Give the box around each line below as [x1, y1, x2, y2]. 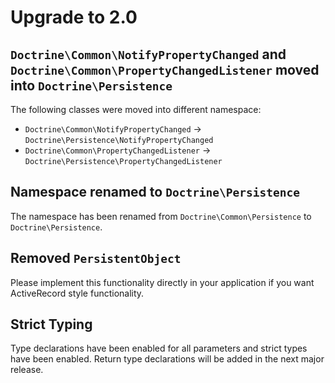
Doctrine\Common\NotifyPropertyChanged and [10, 46, 287, 63]
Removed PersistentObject [10, 250, 182, 267]
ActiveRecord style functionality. [10, 287, 145, 299]
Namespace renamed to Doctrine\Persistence [10, 184, 301, 201]
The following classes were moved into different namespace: [10, 104, 262, 115]
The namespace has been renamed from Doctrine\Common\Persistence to [10, 210, 312, 222]
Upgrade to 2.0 [10, 6, 138, 29]
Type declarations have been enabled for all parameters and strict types [10, 342, 308, 355]
